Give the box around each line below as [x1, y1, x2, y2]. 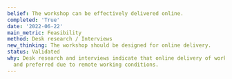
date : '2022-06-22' [7, 23, 64, 30]
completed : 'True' [7, 16, 60, 23]
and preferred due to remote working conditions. [13, 61, 159, 68]
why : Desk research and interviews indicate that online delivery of [7, 55, 212, 62]
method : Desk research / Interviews [7, 36, 113, 43]
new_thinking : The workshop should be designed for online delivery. [7, 42, 212, 49]
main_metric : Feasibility [7, 29, 81, 36]
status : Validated [7, 49, 60, 56]
